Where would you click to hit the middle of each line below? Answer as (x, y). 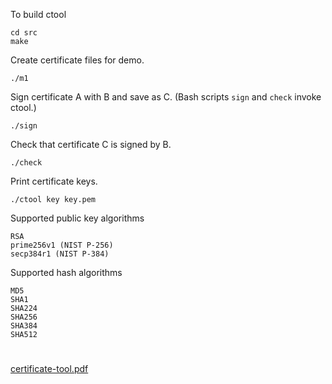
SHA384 (24, 326)
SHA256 (24, 317)
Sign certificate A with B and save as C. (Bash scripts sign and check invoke (166, 97)
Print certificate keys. (54, 181)
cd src (24, 33)
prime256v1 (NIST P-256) (62, 245)
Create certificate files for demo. (77, 60)
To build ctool (38, 14)
